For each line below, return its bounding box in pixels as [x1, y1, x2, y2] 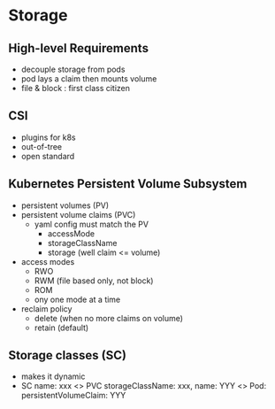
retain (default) [34, 322, 89, 333]
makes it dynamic [20, 371, 86, 382]
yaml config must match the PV [34, 219, 149, 229]
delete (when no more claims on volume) [34, 313, 183, 323]
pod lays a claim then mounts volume [20, 73, 157, 84]
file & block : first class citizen [20, 83, 130, 93]
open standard [20, 150, 75, 161]
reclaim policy [20, 303, 73, 314]
